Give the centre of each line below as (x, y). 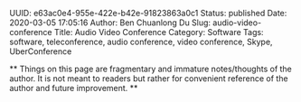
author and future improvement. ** (74, 88)
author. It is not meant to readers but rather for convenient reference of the (149, 79)
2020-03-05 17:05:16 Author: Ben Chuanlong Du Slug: (110, 23)
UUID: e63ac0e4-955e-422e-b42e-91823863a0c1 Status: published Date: (148, 13)
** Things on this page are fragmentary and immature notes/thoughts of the (150, 69)
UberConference (41, 51)
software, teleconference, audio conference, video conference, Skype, (141, 42)
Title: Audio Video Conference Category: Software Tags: (159, 32)
